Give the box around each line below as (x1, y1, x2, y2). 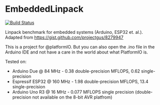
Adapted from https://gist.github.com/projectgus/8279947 (5, 34, 124, 40)
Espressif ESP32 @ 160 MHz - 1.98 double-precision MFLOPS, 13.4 (12, 79, 149, 84)
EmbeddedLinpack (5, 3, 84, 15)
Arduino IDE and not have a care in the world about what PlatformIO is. (5, 49, 148, 55)
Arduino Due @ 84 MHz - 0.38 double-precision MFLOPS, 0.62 (12, 68, 140, 74)
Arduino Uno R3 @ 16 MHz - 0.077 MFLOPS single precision (12, 89, 134, 95)
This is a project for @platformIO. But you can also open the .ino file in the (5, 44, 155, 50)
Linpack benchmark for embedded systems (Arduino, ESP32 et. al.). (5, 29, 143, 35)
